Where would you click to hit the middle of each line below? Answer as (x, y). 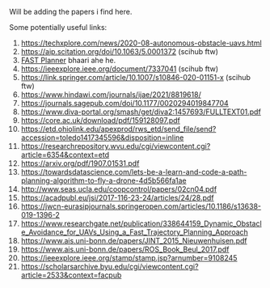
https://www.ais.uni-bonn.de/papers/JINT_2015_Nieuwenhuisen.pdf (134, 241)
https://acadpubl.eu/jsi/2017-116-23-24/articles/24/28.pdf (117, 198)
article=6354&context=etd (65, 155)
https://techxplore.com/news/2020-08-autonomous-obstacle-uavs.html (141, 43)
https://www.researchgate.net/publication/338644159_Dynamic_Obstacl (141, 223)
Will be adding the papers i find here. (71, 12)
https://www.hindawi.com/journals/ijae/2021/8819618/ (111, 95)
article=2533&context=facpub (71, 275)
